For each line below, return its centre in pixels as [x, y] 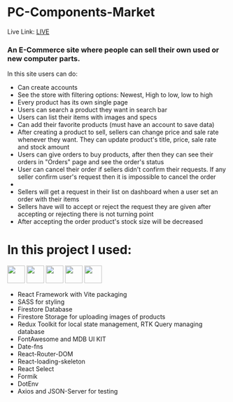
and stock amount [43, 147]
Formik [27, 377]
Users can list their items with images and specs [87, 117]
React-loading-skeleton [51, 361]
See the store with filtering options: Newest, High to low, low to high [115, 95]
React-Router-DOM [45, 354]
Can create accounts [48, 88]
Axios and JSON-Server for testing [68, 391]
